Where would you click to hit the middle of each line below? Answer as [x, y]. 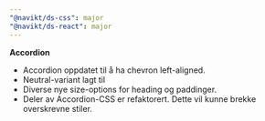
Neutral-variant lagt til [64, 79]
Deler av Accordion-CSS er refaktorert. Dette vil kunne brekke [139, 99]
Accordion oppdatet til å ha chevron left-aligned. [114, 70]
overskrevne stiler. [58, 108]
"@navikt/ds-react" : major [61, 26]
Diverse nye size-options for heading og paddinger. [120, 89]
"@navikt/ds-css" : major [57, 18]
